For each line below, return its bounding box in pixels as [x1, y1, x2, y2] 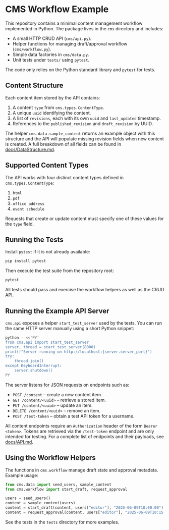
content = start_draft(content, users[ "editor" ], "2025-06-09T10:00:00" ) [5, 505, 164, 510]
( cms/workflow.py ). [12, 46, 51, 52]
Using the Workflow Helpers [5, 453, 96, 462]
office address [12, 201, 45, 206]
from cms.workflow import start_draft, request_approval [5, 487, 128, 492]
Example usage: [5, 472, 39, 478]
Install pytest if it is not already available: [5, 249, 90, 255]
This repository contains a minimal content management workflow [5, 20, 143, 26]
